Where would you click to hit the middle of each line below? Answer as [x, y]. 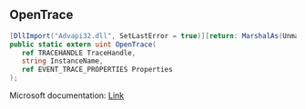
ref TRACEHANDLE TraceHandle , [79, 53]
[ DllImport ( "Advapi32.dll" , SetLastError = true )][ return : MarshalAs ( [146, 35]
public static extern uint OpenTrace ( [83, 45]
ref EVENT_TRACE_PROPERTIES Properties [97, 70]
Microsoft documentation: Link [67, 95]
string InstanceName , [62, 61]
